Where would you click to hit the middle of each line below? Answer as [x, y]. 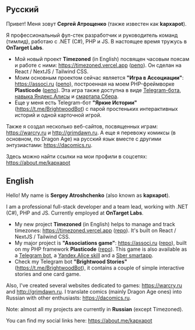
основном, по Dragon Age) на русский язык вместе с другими [84, 139]
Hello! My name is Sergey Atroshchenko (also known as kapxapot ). [88, 195]
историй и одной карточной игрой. [58, 115]
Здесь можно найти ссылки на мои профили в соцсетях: [77, 156]
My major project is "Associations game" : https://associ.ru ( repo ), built [100, 243]
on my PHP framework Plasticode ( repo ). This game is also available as [101, 249]
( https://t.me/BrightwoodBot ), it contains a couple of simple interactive [100, 268]
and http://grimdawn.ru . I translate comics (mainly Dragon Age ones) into [94, 291]
